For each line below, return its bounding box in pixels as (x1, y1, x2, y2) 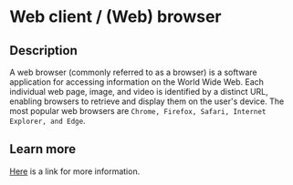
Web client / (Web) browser (9, 6, 222, 27)
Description (9, 43, 78, 58)
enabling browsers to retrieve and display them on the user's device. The (9, 96, 285, 107)
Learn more (9, 141, 77, 157)
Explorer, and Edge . (9, 116, 86, 126)
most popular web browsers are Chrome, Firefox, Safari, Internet (9, 106, 267, 116)
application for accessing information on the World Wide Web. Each (9, 77, 265, 87)
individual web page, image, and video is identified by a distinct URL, (9, 87, 269, 97)
